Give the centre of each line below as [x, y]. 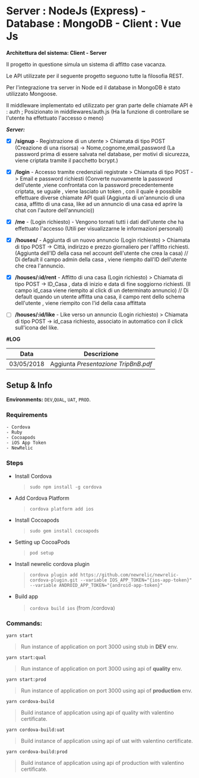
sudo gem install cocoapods [64, 531]
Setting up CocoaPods [42, 542]
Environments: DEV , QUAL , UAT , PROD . [48, 400]
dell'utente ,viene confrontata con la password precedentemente [94, 185]
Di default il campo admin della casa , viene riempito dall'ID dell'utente [101, 260]
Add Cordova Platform [42, 498]
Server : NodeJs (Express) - [76, 11]
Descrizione [101, 354]
